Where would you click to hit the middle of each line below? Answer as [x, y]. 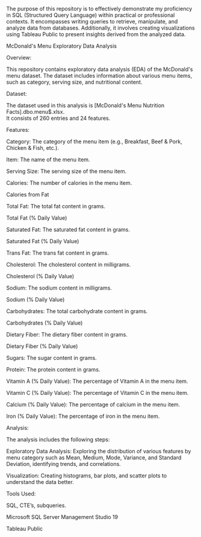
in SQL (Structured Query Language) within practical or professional [91, 15]
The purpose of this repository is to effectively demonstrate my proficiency [99, 9]
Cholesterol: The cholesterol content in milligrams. [69, 265]
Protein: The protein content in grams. [53, 369]
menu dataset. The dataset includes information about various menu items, [99, 76]
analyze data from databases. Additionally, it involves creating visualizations [100, 28]
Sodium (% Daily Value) [36, 300]
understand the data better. [40, 482]
